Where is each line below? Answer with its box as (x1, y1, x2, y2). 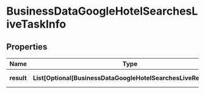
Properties (6, 42, 48, 52)
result (9, 74, 27, 82)
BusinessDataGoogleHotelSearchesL (6, 4, 198, 18)
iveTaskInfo (6, 17, 67, 31)
